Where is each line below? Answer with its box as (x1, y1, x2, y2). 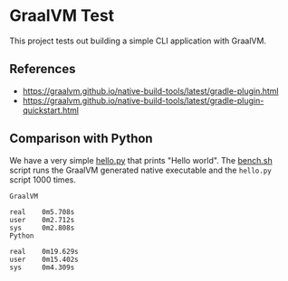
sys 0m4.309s (9, 263, 75, 272)
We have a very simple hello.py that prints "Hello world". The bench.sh (9, 155, 274, 165)
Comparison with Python (9, 131, 153, 146)
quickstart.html (22, 105, 80, 116)
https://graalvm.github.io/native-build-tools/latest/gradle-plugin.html (22, 85, 279, 96)
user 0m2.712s (9, 215, 75, 224)
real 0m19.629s (9, 247, 79, 256)
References (9, 61, 76, 77)
